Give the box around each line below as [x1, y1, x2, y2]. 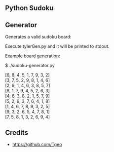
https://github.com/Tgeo [12, 142, 62, 148]
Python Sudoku [5, 4, 54, 12]
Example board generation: [5, 53, 60, 59]
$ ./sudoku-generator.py [5, 63, 55, 69]
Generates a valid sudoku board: [5, 34, 72, 40]
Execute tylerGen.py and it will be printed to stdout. [5, 43, 110, 49]
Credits [5, 128, 29, 137]
